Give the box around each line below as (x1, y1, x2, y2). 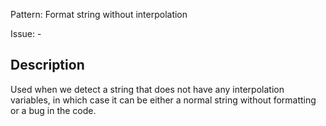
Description (10, 57, 85, 74)
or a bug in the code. (10, 104, 97, 116)
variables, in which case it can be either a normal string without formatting (10, 94, 317, 106)
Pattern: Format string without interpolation (10, 9, 188, 20)
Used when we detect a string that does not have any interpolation (10, 83, 285, 95)
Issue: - (10, 28, 42, 39)
